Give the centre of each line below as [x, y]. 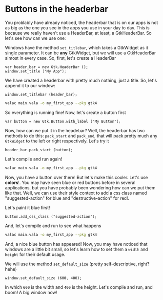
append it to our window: [30, 85]
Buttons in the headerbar [57, 9]
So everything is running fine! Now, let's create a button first [66, 112]
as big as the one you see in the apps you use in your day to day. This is [77, 27]
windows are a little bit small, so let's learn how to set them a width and [77, 249]
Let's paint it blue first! [28, 208]
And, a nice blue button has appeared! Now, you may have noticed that [76, 244]
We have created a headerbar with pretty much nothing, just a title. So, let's [81, 80]
